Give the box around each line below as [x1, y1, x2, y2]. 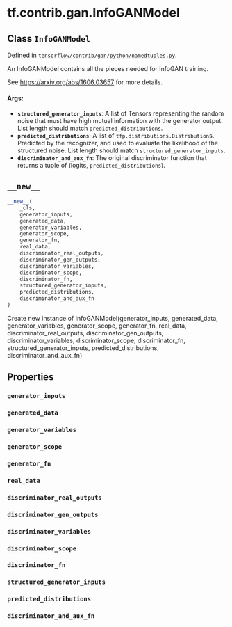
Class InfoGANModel [7, 33, 90, 45]
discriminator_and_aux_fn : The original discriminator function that [17, 154, 207, 162]
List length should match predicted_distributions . [17, 124, 163, 133]
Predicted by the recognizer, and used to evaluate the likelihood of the [17, 139, 219, 148]
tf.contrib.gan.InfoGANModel [7, 5, 181, 21]
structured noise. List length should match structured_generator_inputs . [17, 146, 226, 154]
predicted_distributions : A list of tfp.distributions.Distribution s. [17, 132, 215, 140]
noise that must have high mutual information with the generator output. [17, 117, 224, 125]
